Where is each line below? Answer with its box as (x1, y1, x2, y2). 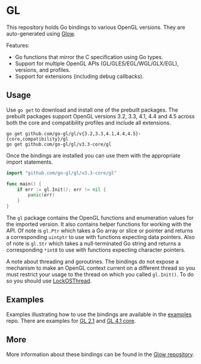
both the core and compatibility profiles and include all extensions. (6, 119, 172, 126)
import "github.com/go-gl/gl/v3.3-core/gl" (6, 170, 117, 176)
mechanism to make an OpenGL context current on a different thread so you (6, 264, 196, 272)
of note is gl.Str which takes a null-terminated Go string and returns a (6, 240, 181, 247)
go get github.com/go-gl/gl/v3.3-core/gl (6, 141, 112, 147)
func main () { (6, 180, 42, 187)
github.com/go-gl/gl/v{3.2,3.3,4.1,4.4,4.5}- (25, 130, 141, 136)
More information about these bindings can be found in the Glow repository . (6, 351, 194, 358)
